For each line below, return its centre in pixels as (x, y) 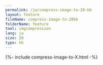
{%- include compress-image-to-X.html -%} (52, 57)
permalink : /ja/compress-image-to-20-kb (49, 10)
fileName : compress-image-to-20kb (42, 19)
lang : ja (14, 33)
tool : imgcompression (28, 29)
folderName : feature (27, 24)
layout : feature (22, 15)
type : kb (14, 43)
